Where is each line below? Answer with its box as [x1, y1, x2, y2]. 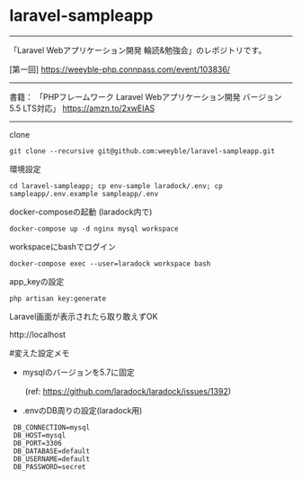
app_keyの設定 [9, 276, 65, 286]
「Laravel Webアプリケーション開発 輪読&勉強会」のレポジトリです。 [9, 44, 267, 55]
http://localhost [9, 329, 66, 340]
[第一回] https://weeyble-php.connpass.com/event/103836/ [9, 64, 231, 75]
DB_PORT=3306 [13, 439, 63, 448]
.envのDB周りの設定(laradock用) [22, 404, 143, 415]
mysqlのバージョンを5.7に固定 [22, 367, 135, 377]
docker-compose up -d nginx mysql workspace [9, 224, 179, 233]
